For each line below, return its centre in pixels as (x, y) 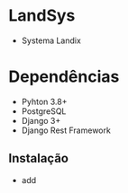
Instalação (39, 158)
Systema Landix (51, 40)
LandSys (42, 16)
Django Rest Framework (66, 130)
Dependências (64, 77)
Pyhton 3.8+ (44, 101)
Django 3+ (41, 120)
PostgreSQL (44, 111)
